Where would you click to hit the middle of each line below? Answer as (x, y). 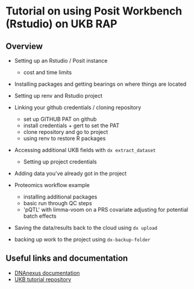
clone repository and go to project (66, 132)
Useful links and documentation (67, 259)
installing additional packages (60, 197)
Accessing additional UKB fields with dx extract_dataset (85, 150)
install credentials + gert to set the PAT (71, 125)
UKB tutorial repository (43, 279)
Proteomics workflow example (52, 185)
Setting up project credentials (60, 162)
